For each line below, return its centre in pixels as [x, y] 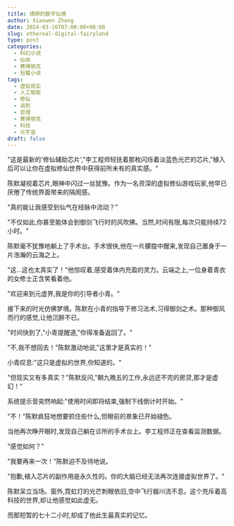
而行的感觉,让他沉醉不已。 [45, 318]
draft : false [26, 138]
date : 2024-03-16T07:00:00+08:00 [56, 27]
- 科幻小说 [27, 54]
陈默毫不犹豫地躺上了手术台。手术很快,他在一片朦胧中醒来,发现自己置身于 [114, 246]
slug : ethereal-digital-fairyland [58, 34]
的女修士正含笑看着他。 [41, 279]
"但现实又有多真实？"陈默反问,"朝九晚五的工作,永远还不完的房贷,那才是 [110, 378]
